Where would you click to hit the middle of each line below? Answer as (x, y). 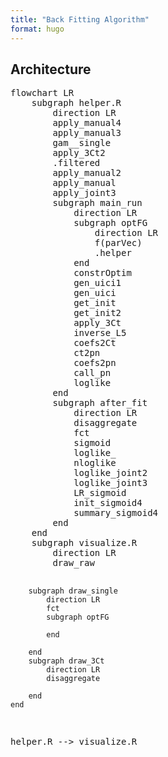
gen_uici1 (97, 283)
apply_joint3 (84, 193)
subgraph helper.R (76, 103)
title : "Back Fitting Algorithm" (80, 19)
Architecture (51, 69)
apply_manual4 (87, 123)
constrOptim (102, 273)
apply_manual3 (87, 133)
